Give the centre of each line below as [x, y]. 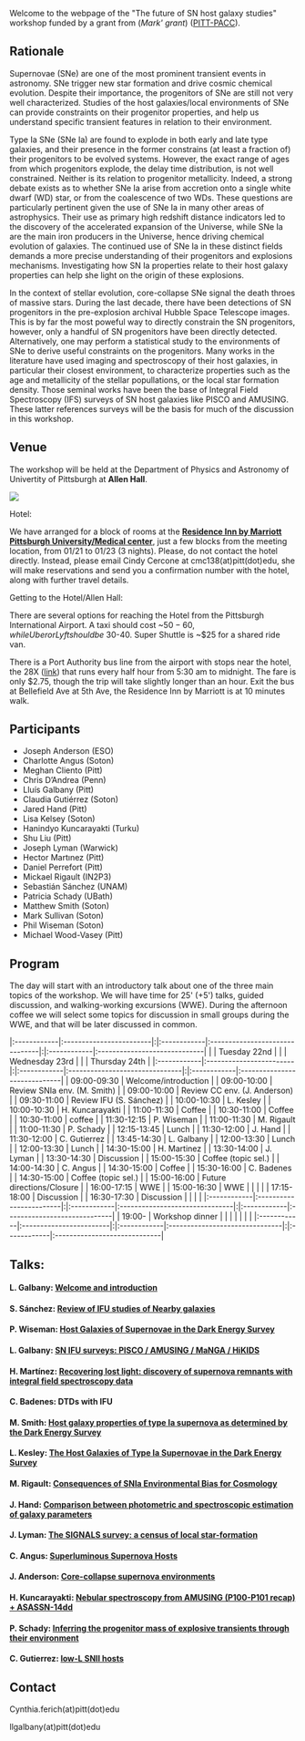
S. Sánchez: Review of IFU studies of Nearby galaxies [112, 1308]
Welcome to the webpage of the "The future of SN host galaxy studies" [143, 13]
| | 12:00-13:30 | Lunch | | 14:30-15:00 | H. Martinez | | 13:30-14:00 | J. [141, 1149]
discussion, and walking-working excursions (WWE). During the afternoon [149, 1005]
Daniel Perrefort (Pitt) [62, 867]
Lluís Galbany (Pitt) [58, 790]
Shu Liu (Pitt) [47, 839]
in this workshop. [42, 418]
